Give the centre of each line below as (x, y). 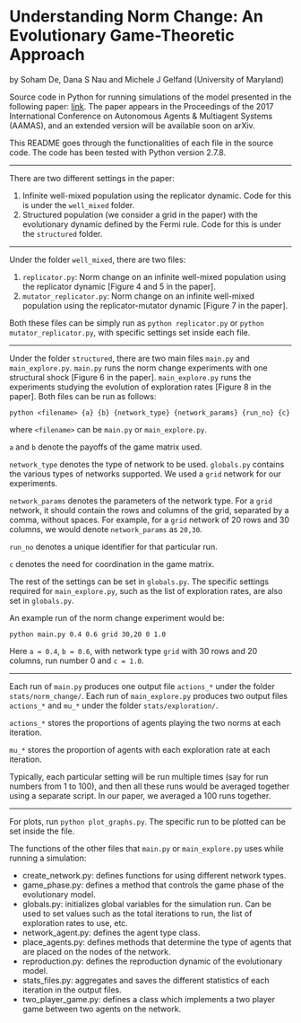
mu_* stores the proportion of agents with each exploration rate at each (140, 749)
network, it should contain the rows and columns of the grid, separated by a (149, 510)
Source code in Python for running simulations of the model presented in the (150, 97)
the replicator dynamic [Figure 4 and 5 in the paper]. (119, 286)
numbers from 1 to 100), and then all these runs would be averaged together (150, 786)
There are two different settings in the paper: (92, 178)
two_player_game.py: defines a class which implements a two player (149, 999)
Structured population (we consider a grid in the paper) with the (140, 214)
